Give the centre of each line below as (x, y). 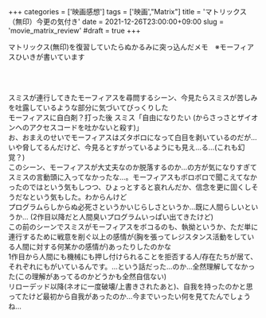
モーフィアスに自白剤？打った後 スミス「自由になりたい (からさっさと (123, 117)
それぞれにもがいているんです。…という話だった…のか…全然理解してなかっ (132, 266)
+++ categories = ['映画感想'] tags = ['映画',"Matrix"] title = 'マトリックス (127, 12)
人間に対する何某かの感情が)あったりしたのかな (93, 246)
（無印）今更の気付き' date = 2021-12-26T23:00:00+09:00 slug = (116, 21)
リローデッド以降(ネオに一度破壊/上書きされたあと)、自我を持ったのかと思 (131, 286)
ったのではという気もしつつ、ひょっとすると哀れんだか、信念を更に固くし (130, 187)
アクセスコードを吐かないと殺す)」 (86, 127)
